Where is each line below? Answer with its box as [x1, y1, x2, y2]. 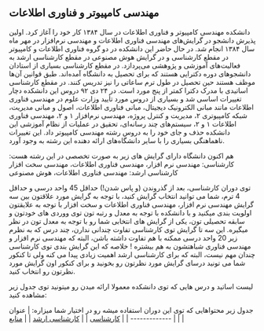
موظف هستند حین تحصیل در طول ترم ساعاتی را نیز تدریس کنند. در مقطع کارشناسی [9, 77, 256, 86]
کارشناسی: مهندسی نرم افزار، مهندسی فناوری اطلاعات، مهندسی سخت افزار [9, 159, 235, 168]
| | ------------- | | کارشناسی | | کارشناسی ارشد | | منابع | [9, 314, 185, 323]
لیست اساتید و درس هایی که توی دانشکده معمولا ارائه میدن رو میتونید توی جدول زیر [9, 281, 254, 291]
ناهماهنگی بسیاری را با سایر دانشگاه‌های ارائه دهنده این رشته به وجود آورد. [9, 135, 225, 145]
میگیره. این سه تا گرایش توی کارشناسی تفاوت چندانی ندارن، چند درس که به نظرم [9, 224, 248, 234]
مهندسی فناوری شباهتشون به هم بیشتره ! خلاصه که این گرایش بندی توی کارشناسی [9, 241, 251, 251]
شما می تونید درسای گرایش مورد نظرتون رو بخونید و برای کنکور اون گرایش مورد [9, 258, 246, 267]
